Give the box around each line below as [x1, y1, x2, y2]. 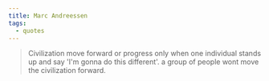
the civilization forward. [27, 66, 106, 75]
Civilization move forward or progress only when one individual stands [27, 49, 262, 59]
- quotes [15, 26, 45, 34]
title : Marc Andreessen [8, 11, 88, 20]
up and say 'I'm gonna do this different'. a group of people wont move [27, 57, 259, 67]
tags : [8, 19, 26, 27]
